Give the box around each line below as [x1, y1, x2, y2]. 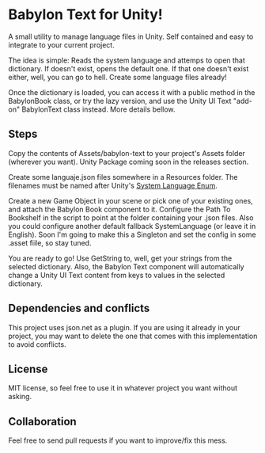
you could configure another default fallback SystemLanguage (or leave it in [8, 221, 256, 230]
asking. [8, 392, 32, 402]
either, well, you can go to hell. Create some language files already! [8, 72, 227, 82]
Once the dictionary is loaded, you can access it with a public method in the [8, 87, 256, 97]
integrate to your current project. [8, 40, 115, 49]
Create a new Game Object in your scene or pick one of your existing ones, [8, 196, 253, 205]
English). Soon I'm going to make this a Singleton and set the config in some [8, 230, 256, 239]
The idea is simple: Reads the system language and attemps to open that [8, 55, 245, 65]
